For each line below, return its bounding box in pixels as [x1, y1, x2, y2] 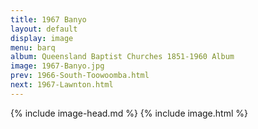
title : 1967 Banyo [10, 14, 87, 25]
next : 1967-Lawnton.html [10, 80, 114, 90]
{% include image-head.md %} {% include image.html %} [10, 107, 248, 119]
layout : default [10, 24, 78, 34]
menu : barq [10, 42, 56, 53]
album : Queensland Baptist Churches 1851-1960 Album [10, 52, 235, 62]
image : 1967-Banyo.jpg [10, 61, 105, 71]
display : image [10, 33, 74, 43]
